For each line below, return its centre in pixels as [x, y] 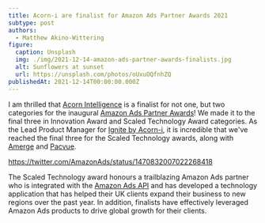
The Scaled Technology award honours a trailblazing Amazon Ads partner [129, 177]
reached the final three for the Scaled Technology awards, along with [121, 138]
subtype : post [32, 23]
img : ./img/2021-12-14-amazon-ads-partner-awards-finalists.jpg [123, 60]
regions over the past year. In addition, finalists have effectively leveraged [129, 202]
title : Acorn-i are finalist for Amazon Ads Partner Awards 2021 [118, 15]
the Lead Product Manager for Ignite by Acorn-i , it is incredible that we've [128, 129]
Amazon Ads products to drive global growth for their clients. [108, 210]
